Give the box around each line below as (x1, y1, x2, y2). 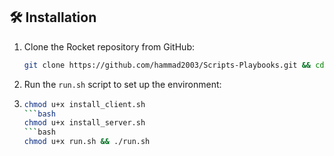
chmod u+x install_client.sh (23, 99, 146, 109)
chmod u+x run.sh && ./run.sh (23, 137, 151, 147)
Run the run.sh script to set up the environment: (23, 78, 222, 90)
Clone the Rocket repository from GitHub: (23, 40, 195, 53)
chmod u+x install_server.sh (23, 118, 146, 128)
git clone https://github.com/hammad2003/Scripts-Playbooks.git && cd (23, 60, 325, 70)
